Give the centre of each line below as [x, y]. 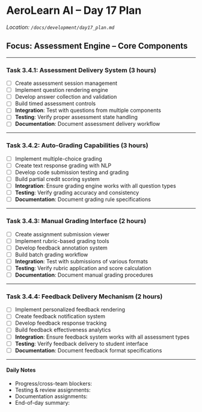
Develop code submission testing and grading [72, 172]
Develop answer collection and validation [66, 97]
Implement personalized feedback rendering [70, 310]
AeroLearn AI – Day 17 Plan [74, 11]
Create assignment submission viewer [62, 234]
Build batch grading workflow [51, 254]
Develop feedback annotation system [61, 248]
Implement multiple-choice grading [58, 158]
